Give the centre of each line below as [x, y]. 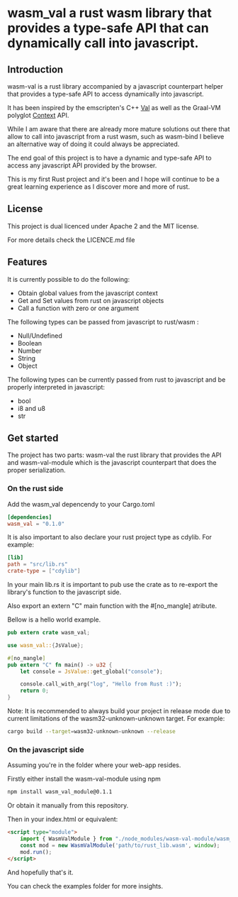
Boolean [30, 343]
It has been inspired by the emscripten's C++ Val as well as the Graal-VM [114, 108]
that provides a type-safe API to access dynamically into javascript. [106, 94]
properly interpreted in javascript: [56, 387]
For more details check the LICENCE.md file [71, 240]
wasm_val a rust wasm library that [110, 13]
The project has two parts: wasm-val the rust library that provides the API [114, 455]
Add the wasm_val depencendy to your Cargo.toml [81, 504]
